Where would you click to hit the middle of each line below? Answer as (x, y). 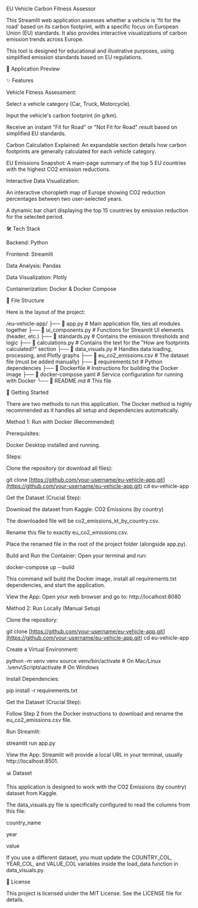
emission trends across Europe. (45, 39)
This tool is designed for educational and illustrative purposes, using (90, 51)
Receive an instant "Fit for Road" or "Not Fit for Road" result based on (92, 127)
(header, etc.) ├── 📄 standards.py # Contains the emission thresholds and (98, 336)
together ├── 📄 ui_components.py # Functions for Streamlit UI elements (95, 330)
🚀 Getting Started (27, 392)
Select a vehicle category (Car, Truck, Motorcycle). (69, 104)
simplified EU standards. (36, 133)
